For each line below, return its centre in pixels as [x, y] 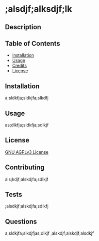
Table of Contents [33, 43]
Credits [19, 66]
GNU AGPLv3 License [27, 152]
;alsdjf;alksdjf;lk [39, 9]
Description [23, 27]
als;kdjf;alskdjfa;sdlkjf [27, 179]
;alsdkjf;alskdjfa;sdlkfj [27, 206]
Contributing [25, 168]
